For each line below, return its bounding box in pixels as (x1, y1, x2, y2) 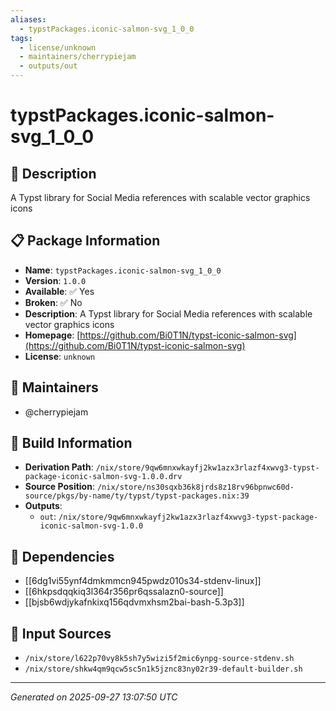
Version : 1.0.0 (24, 274, 87, 286)
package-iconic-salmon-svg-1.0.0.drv (24, 472, 183, 482)
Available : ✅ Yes (24, 285, 95, 297)
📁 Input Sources (10, 625, 112, 642)
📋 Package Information (10, 232, 161, 250)
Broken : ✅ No (24, 296, 83, 308)
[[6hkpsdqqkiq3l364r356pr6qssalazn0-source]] (24, 586, 224, 598)
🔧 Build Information (10, 435, 133, 452)
